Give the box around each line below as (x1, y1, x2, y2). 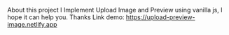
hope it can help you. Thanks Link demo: (7, 13, 125, 21)
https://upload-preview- (125, 13, 195, 21)
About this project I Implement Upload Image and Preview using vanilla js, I (7, 6, 223, 14)
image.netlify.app (7, 21, 57, 28)
